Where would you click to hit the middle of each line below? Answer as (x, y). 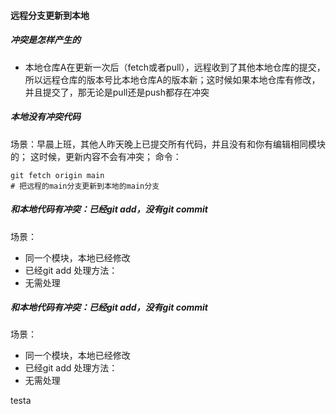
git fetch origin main (57, 175)
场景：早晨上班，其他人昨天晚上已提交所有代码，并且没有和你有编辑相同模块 (168, 144)
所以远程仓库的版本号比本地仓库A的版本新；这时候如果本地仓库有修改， (172, 79)
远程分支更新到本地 (50, 15)
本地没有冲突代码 (45, 117)
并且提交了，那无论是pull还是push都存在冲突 (117, 92)
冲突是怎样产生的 (45, 40)
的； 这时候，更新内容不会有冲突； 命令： (96, 156)
